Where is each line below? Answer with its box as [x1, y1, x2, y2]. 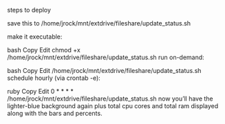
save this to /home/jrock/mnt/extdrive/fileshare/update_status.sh [7, 19, 191, 27]
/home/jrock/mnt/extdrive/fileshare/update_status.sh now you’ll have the [7, 94, 213, 103]
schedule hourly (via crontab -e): [7, 74, 101, 82]
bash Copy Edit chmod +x [7, 46, 81, 54]
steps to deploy [7, 6, 52, 14]
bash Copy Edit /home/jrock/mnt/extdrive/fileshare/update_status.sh [7, 67, 202, 74]
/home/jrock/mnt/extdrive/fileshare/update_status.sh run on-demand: [7, 53, 204, 61]
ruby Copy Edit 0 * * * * [7, 87, 74, 95]
